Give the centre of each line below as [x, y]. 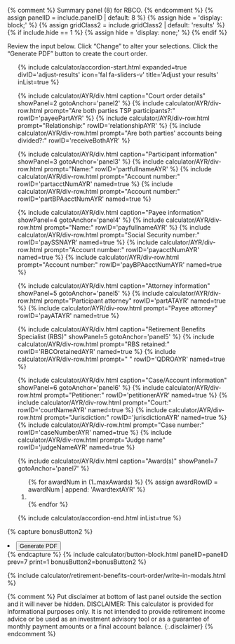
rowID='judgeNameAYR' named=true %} [76, 447]
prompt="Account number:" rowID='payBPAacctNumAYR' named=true [120, 265]
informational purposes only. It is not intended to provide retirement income [116, 611]
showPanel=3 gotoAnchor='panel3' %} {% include [90, 162]
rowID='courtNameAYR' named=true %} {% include [92, 410]
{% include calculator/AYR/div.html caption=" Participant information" [117, 154]
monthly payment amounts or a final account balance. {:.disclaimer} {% [110, 626]
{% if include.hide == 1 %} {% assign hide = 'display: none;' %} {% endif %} [117, 32]
